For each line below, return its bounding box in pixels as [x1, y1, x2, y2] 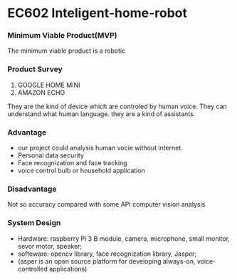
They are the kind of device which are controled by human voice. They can [7, 102, 228, 110]
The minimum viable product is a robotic [7, 46, 126, 55]
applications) [48, 264, 88, 273]
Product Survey [7, 64, 63, 74]
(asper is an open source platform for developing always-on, [17, 256, 196, 265]
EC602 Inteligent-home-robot [7, 5, 187, 21]
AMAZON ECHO [17, 88, 65, 97]
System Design [7, 218, 61, 228]
